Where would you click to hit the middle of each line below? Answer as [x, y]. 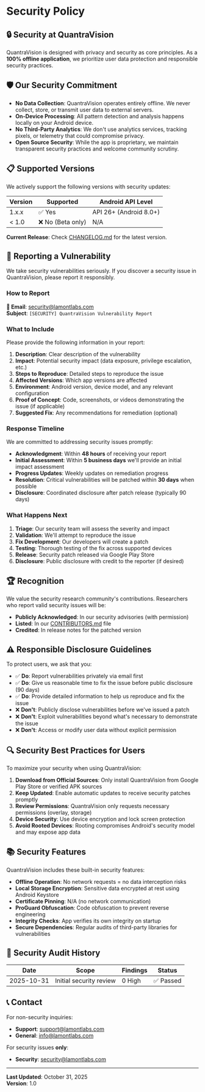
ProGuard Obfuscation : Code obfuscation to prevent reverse [92, 908]
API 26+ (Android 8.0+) [126, 212]
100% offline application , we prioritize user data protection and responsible [102, 59]
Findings [135, 970]
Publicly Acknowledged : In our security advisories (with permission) [102, 617]
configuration [32, 394]
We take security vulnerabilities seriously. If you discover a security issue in [101, 271]
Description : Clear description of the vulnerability [77, 354]
